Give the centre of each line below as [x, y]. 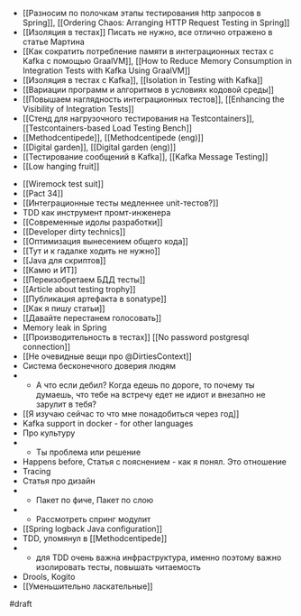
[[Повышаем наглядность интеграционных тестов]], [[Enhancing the [153, 99]
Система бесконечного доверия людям [99, 366]
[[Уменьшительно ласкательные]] [87, 586]
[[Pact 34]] [43, 193]
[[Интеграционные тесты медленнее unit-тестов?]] [120, 203]
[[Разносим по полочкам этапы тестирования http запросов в [141, 13]
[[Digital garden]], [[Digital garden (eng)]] [99, 147]
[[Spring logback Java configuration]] [92, 529]
